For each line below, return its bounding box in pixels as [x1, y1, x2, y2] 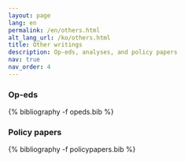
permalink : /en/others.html [8, 26, 101, 34]
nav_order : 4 [8, 63, 51, 71]
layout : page [8, 11, 51, 20]
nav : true [8, 56, 41, 64]
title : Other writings [8, 41, 83, 49]
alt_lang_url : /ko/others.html [8, 33, 111, 42]
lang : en [8, 19, 37, 27]
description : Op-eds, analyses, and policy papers [8, 48, 178, 56]
